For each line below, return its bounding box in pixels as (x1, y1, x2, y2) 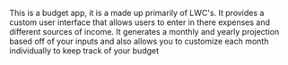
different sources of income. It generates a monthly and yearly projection (9, 27, 280, 37)
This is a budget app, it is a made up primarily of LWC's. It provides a (9, 8, 265, 18)
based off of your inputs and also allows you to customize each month (9, 36, 269, 46)
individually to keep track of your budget (9, 45, 160, 56)
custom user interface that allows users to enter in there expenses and (9, 17, 271, 28)
